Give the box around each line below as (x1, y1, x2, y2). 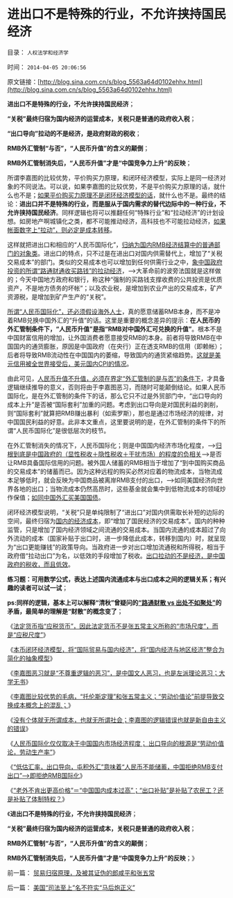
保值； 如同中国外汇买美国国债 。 (12, 493, 105, 501)
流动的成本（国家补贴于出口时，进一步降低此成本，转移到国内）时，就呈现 (12, 534, 226, 542)
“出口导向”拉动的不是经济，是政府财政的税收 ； (7, 129, 142, 138)
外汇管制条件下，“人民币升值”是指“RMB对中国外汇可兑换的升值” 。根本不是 (7, 325, 223, 333)
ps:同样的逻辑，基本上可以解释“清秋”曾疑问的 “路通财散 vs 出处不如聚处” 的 (7, 598, 222, 607)
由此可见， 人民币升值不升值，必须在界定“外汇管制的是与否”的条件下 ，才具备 (7, 374, 225, 382)
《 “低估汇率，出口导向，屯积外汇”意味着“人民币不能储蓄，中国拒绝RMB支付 (7, 762, 223, 771)
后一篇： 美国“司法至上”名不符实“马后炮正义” (7, 883, 135, 892)
